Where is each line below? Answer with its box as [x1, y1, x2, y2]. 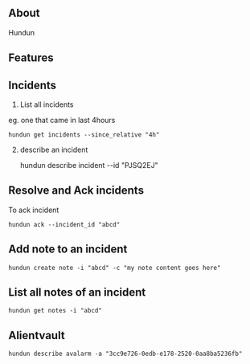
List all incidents [19, 100, 74, 109]
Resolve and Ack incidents [8, 184, 145, 198]
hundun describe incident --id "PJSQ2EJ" [19, 161, 158, 170]
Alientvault [8, 329, 66, 342]
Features [8, 51, 54, 65]
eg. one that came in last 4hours [8, 116, 116, 125]
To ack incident [8, 205, 59, 215]
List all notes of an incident [8, 285, 146, 300]
